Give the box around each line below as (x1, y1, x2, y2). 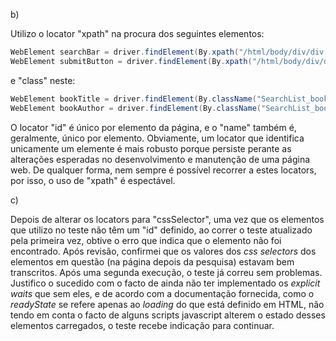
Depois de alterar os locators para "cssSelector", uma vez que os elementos (10, 213, 325, 225)
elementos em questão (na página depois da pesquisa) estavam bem (10, 255, 295, 268)
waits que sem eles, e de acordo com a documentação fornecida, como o (10, 287, 315, 299)
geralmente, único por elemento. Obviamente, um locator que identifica (10, 132, 305, 144)
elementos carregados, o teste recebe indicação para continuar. (10, 319, 275, 331)
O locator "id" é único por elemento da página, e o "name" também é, (10, 121, 297, 133)
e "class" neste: (10, 74, 76, 86)
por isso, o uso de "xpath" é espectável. (10, 174, 176, 186)
